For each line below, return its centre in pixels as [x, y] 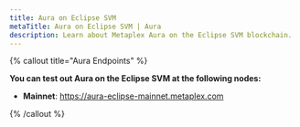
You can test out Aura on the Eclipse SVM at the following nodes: [135, 79]
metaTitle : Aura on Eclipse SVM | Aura [86, 26]
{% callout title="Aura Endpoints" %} [79, 61]
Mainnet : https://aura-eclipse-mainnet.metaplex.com [123, 96]
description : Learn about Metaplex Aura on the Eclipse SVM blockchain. [151, 35]
